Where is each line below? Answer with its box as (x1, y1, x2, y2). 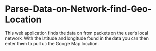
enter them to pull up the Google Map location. (5, 40, 99, 46)
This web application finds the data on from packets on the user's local (5, 30, 148, 36)
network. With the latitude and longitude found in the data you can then (5, 35, 149, 41)
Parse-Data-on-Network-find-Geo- (5, 3, 152, 15)
